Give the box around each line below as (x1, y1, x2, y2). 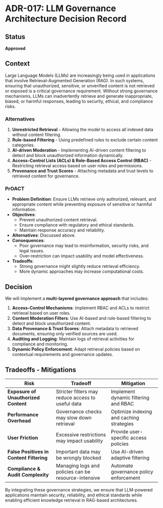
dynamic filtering (111, 394, 149, 401)
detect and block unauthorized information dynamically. (12, 153, 124, 158)
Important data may (56, 448, 101, 455)
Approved (5, 46, 26, 51)
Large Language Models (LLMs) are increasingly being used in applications (5, 72, 155, 78)
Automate (111, 462, 133, 469)
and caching (111, 414, 139, 421)
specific (111, 435, 130, 441)
